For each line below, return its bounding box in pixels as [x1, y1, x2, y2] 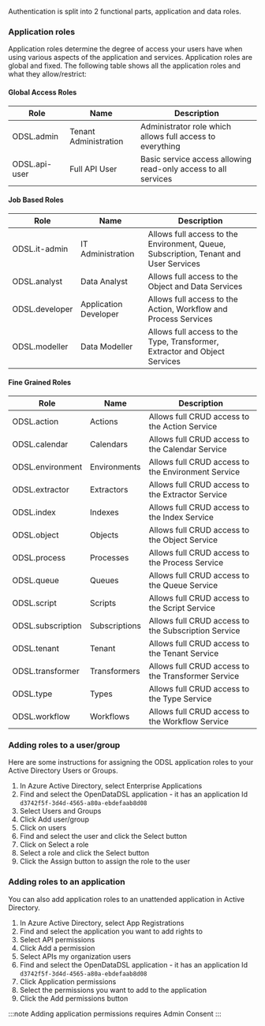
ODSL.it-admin [12, 243, 69, 254]
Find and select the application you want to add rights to [19, 927, 203, 936]
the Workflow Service [148, 716, 229, 727]
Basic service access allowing [140, 153, 252, 164]
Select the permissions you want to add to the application [19, 985, 207, 994]
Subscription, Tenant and [147, 248, 241, 259]
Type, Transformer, [147, 335, 219, 346]
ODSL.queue [12, 575, 59, 586]
